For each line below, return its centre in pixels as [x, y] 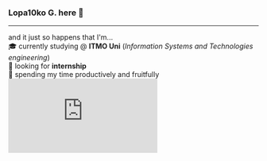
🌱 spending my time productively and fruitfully [84, 75]
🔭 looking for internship [48, 66]
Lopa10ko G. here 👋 [46, 13]
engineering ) [29, 58]
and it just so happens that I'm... [61, 37]
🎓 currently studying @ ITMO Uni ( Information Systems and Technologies [131, 46]
